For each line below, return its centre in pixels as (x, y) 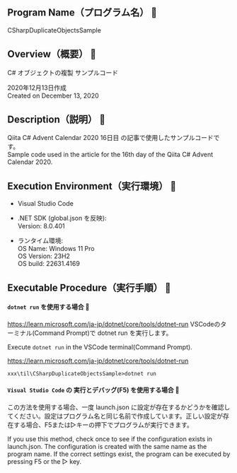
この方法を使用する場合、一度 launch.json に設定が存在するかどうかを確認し (119, 407)
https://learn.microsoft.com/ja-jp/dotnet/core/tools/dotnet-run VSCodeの (114, 324)
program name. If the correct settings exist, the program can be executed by (119, 454)
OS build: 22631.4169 (48, 264)
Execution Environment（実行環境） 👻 (92, 186)
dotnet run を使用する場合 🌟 (48, 307)
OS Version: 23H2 (44, 256)
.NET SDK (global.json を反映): (62, 218)
